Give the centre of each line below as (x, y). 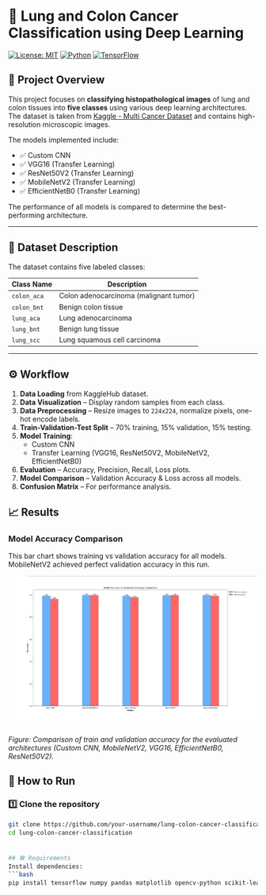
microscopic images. (76, 124)
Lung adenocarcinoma (95, 317)
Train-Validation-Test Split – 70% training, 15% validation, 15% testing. (136, 427)
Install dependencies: (46, 866)
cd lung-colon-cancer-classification (70, 833)
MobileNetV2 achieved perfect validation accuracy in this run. (109, 565)
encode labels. (56, 419)
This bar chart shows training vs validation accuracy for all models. (118, 556)
